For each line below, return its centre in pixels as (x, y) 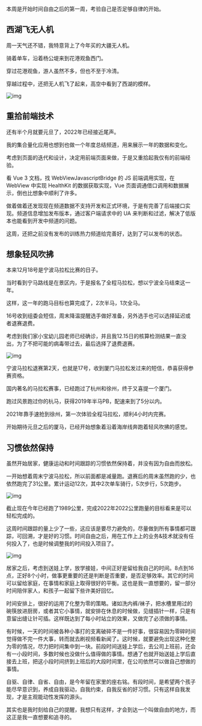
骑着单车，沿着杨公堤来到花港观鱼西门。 (56, 58)
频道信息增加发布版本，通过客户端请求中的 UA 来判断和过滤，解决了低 (103, 213)
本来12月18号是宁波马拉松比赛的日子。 (54, 270)
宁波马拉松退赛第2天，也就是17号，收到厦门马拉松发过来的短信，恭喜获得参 (100, 368)
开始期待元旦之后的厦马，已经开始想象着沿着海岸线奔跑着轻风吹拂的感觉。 (98, 427)
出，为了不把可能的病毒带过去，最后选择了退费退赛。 (72, 344)
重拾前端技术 (30, 116)
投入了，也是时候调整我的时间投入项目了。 (64, 543)
